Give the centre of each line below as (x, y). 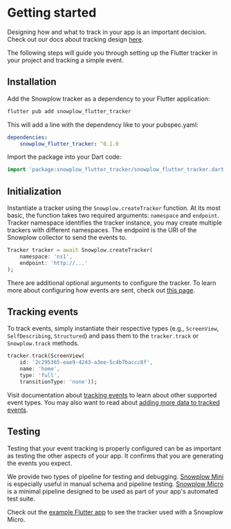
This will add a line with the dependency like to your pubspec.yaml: (103, 124)
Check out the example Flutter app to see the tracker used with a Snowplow (115, 512)
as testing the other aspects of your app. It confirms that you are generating (115, 456)
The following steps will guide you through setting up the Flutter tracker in (112, 53)
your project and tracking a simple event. (66, 60)
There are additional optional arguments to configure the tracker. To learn (112, 283)
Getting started (52, 13)
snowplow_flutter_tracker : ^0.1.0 (69, 144)
